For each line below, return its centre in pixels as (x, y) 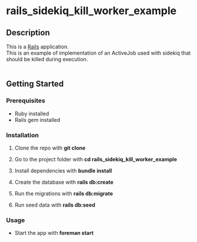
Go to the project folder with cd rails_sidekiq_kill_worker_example (96, 159)
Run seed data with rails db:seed (55, 205)
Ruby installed (32, 114)
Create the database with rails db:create (64, 182)
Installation (23, 135)
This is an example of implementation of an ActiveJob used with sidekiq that (98, 53)
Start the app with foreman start (54, 233)
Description (28, 33)
